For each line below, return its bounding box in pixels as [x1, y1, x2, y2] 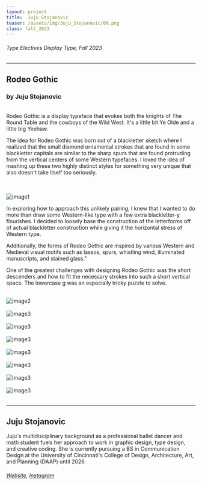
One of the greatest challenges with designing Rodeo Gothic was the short [6, 267, 191, 274]
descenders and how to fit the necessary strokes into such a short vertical [6, 273, 191, 280]
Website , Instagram [6, 472, 55, 479]
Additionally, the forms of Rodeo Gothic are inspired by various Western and [6, 242, 195, 250]
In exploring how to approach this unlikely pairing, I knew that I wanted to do [6, 205, 195, 212]
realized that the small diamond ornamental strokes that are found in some [6, 143, 191, 150]
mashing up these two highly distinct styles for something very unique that [6, 162, 191, 170]
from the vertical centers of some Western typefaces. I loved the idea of [6, 156, 185, 163]
